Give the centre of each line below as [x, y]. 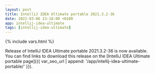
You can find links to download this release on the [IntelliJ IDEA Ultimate [77, 56]
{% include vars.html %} [30, 41]
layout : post [18, 9]
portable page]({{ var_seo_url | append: [45, 61]
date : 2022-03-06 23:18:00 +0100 [39, 18]
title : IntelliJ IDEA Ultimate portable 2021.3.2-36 [60, 14]
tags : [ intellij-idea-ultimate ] [38, 28]
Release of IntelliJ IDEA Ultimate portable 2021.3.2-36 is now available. [77, 51]
